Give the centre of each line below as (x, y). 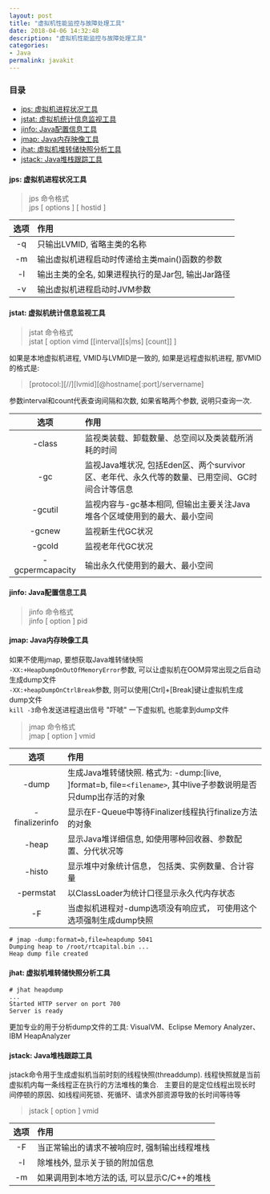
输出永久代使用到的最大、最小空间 (149, 565)
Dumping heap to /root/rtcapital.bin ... (79, 947)
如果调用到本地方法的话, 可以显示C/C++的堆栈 (124, 1178)
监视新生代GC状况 (119, 531)
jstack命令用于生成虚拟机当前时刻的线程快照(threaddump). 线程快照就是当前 (135, 1075)
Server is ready (36, 1011)
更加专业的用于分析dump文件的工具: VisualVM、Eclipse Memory (116, 1027)
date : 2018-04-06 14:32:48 (54, 31)
